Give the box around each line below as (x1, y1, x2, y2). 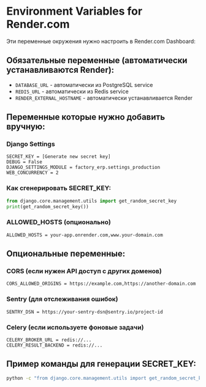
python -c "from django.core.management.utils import (6, 375, 147, 381)
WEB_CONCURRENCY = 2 (6, 170, 59, 176)
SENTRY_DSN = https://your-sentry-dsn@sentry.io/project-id (6, 309, 164, 315)
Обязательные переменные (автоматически (6, 55, 188, 66)
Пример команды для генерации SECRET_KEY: (6, 359, 196, 369)
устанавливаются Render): (6, 65, 115, 75)
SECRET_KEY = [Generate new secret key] (6, 154, 112, 160)
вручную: (6, 121, 45, 132)
